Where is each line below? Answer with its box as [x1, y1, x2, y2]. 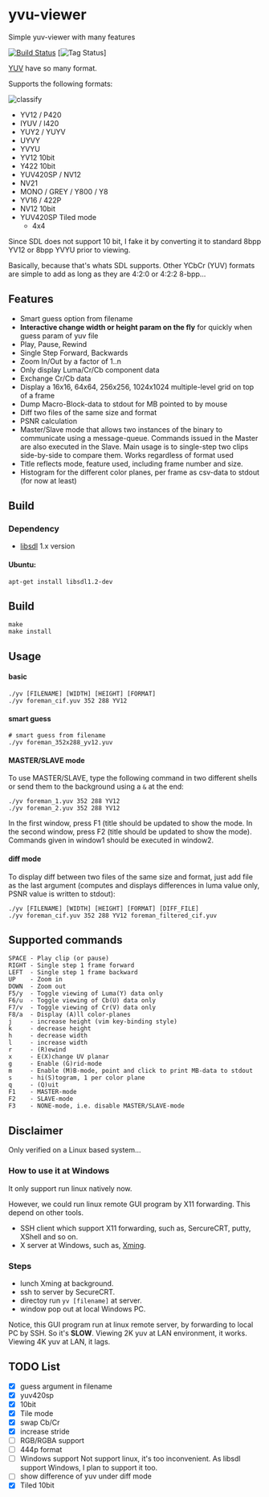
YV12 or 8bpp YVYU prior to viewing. [8, 245, 131, 255]
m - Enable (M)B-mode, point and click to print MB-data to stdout [8, 1067, 253, 1075]
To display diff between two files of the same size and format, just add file [8, 871, 253, 881]
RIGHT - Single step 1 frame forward [8, 961, 135, 969]
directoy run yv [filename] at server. [19, 1295, 142, 1305]
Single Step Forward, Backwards [19, 348, 128, 357]
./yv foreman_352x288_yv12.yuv [8, 739, 113, 747]
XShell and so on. [19, 1231, 79, 1242]
